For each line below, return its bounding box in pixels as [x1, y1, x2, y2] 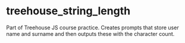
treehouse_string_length [6, 4, 131, 18]
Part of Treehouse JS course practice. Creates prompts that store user [6, 24, 180, 31]
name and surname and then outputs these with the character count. [6, 30, 175, 37]
